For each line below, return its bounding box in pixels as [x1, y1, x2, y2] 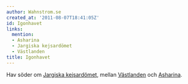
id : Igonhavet [6, 20, 43, 26]
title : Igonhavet [6, 54, 51, 60]
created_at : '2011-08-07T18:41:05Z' [6, 15, 99, 21]
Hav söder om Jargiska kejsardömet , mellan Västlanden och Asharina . [6, 71, 183, 78]
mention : [12, 32, 34, 38]
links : [6, 26, 23, 32]
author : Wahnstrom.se [6, 9, 62, 15]
